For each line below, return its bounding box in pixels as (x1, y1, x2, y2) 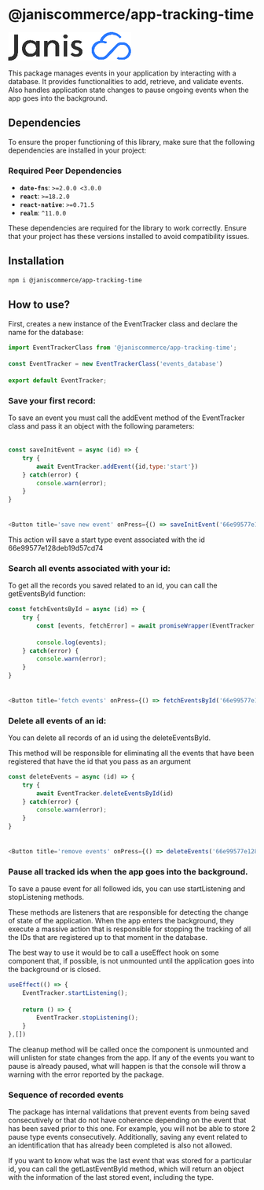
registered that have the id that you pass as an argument (8, 757, 191, 766)
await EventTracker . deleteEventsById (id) (36, 789, 174, 798)
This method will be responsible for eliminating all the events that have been (8, 748, 255, 757)
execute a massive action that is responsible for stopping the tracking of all (8, 924, 251, 934)
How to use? (8, 298, 71, 311)
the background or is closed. (8, 964, 101, 974)
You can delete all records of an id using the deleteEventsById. (8, 733, 211, 742)
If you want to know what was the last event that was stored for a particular (8, 1156, 252, 1166)
